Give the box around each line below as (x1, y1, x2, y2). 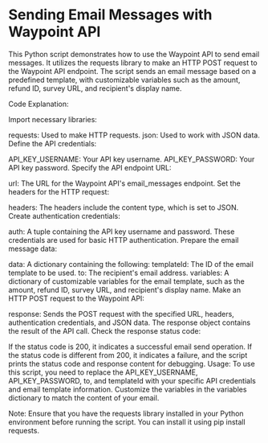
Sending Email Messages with (8, 6, 213, 24)
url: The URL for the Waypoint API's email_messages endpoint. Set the (8, 178, 241, 188)
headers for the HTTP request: (8, 187, 110, 196)
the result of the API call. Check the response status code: (8, 326, 201, 335)
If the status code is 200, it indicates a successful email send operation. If (8, 342, 253, 351)
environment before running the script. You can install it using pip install (8, 416, 246, 427)
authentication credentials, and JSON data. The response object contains (8, 318, 251, 327)
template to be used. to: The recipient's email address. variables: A (8, 268, 229, 277)
